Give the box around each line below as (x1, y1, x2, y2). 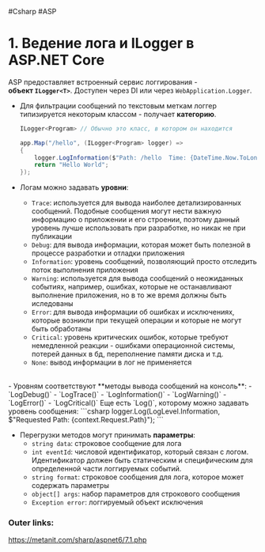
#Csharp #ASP (8, 7, 57, 16)
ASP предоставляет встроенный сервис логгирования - (8, 77, 198, 86)
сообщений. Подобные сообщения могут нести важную (31, 206, 221, 216)
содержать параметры (31, 481, 109, 490)
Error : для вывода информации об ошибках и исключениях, (31, 308, 235, 317)
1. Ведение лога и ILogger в (8, 35, 195, 52)
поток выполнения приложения (31, 265, 138, 275)
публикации (31, 232, 73, 241)
